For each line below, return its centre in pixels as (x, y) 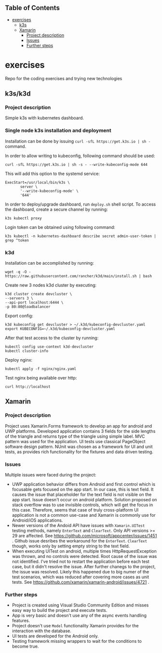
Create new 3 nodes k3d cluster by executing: (51, 285)
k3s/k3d (18, 94)
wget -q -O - (18, 272)
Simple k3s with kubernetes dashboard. (45, 118)
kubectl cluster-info (27, 351)
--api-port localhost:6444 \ (34, 303)
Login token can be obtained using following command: (60, 227)
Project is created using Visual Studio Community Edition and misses (80, 605)
